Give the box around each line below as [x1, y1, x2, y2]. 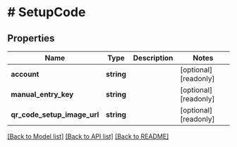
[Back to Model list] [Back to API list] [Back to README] [7, 132, 169, 141]
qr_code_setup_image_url [11, 110, 99, 120]
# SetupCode [7, 4, 86, 20]
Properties [7, 32, 55, 44]
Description [133, 53, 174, 63]
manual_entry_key [11, 89, 74, 99]
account [11, 70, 39, 79]
